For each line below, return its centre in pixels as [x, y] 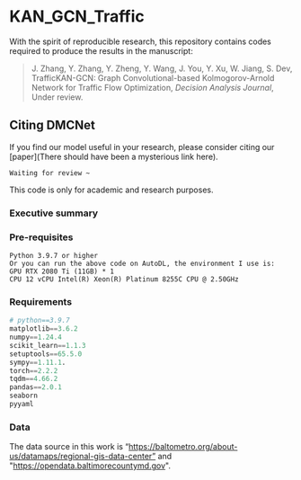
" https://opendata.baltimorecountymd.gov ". [90, 466]
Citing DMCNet [53, 125]
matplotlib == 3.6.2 [44, 329]
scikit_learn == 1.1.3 [48, 345]
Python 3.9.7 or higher [54, 255]
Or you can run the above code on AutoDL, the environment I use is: [142, 263]
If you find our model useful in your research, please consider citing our [142, 147]
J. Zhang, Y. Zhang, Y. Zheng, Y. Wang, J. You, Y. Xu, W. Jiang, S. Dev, [162, 68]
